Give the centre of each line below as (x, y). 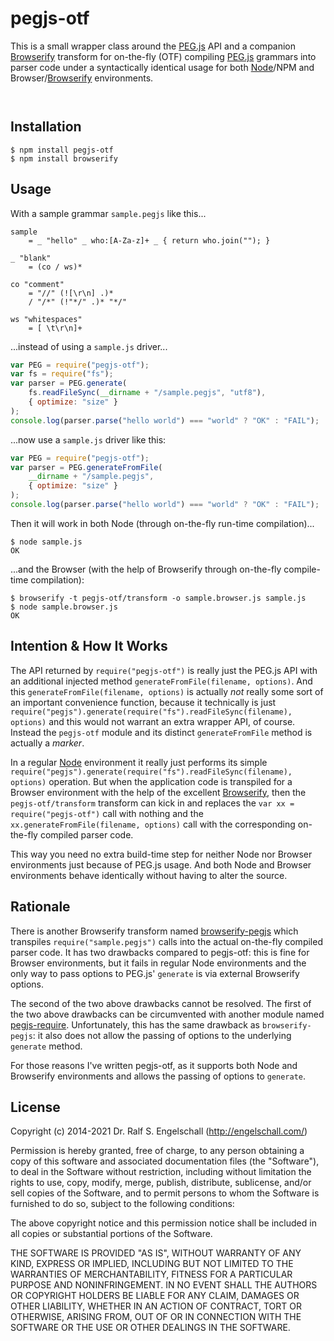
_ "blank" (31, 258)
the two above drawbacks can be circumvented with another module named (167, 1014)
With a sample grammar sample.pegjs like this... (108, 213)
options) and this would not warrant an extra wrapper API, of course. (153, 721)
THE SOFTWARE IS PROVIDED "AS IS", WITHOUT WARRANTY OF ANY (156, 1253)
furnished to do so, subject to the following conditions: (122, 1204)
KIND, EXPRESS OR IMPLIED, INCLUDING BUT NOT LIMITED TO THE (152, 1264)
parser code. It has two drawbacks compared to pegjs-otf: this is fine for (160, 952)
